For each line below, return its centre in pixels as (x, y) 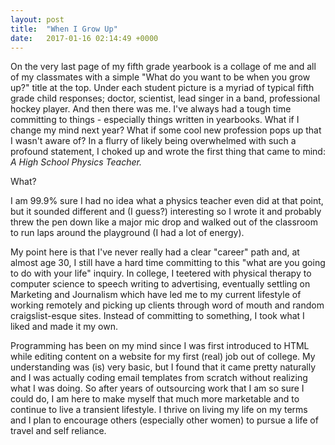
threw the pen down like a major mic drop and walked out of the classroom (164, 222)
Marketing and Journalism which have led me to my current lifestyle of (156, 295)
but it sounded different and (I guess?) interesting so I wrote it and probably (166, 212)
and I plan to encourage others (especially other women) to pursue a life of (164, 420)
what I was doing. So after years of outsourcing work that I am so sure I (157, 388)
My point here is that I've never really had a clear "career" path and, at (155, 252)
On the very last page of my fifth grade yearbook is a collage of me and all (163, 67)
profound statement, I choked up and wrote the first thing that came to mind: (168, 152)
